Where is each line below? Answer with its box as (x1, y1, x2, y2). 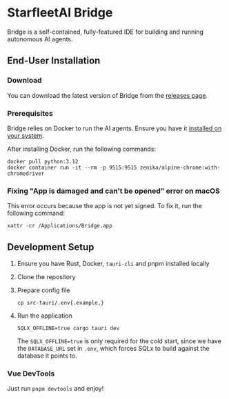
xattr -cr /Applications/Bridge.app (7, 223, 112, 229)
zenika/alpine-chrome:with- (139, 164, 221, 171)
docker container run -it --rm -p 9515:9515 (7, 164, 137, 171)
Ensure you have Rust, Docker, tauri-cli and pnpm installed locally (17, 260, 210, 268)
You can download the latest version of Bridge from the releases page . (7, 91, 208, 99)
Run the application (17, 311, 72, 320)
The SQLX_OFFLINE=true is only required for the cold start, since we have (17, 337, 222, 345)
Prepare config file (17, 286, 70, 294)
